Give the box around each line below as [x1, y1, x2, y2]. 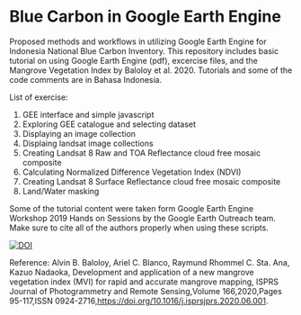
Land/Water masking [22, 185, 100, 196]
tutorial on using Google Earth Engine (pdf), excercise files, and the [9, 55, 258, 66]
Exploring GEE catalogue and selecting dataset [22, 119, 196, 130]
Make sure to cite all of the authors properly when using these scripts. [9, 222, 270, 233]
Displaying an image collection [22, 128, 137, 139]
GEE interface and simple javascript [22, 109, 155, 120]
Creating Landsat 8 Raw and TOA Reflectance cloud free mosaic [22, 147, 261, 158]
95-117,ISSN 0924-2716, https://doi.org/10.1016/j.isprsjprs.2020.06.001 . [9, 295, 269, 306]
